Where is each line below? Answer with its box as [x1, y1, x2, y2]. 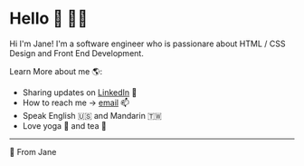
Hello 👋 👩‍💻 [9, 8, 89, 29]
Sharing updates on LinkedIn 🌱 [22, 86, 138, 98]
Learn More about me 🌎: [9, 65, 103, 76]
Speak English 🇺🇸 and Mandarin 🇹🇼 [22, 110, 163, 121]
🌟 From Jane [9, 146, 57, 157]
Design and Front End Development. [9, 47, 145, 58]
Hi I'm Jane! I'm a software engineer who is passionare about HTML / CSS [9, 38, 286, 49]
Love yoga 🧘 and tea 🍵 [22, 120, 107, 131]
